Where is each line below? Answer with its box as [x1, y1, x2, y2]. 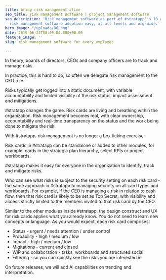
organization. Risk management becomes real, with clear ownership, [5, 112, 145, 118]
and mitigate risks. [5, 168, 43, 173]
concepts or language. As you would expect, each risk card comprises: [5, 219, 150, 224]
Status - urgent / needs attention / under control [12, 228, 110, 234]
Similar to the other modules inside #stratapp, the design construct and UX [5, 208, 158, 214]
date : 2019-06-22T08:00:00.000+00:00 [5, 30, 83, 35]
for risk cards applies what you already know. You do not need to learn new [5, 213, 159, 219]
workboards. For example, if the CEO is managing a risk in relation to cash [5, 188, 156, 194]
